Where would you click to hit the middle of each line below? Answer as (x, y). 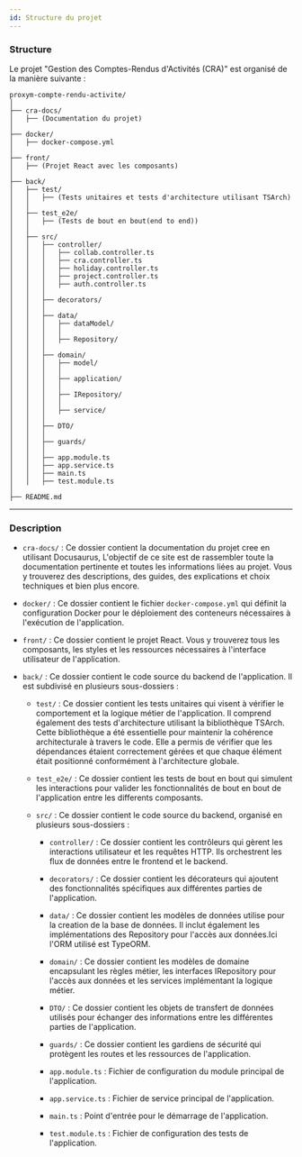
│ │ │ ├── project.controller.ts (84, 276)
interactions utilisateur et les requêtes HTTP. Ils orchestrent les (165, 852)
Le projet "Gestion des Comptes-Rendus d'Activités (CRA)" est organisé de (148, 68)
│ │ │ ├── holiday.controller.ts (84, 268)
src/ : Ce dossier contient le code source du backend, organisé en (159, 815)
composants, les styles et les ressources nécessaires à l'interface (144, 650)
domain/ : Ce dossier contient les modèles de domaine (149, 961)
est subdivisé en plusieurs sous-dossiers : (101, 687)
